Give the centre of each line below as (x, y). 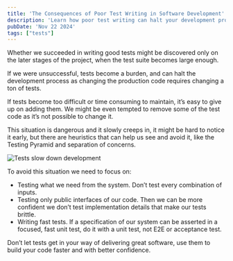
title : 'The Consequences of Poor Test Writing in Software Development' (116, 14)
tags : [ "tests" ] (31, 33)
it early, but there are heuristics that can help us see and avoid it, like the (111, 137)
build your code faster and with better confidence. (79, 250)
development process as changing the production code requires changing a (115, 81)
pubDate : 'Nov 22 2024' (42, 26)
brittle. (26, 214)
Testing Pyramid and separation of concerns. (72, 145)
